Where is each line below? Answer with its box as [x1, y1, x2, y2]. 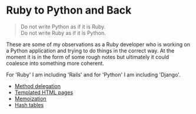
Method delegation [14, 82, 61, 89]
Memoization [14, 95, 46, 102]
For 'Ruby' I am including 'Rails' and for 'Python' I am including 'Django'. [6, 71, 181, 78]
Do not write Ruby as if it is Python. [20, 29, 106, 36]
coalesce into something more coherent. [6, 60, 104, 67]
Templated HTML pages [14, 89, 74, 96]
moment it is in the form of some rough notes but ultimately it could [6, 53, 170, 60]
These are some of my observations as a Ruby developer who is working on [6, 41, 190, 48]
